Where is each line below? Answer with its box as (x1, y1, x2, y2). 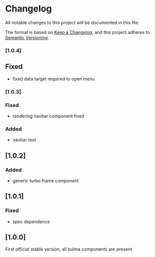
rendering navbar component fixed (12, 113, 84, 119)
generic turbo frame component (12, 177, 79, 183)
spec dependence (12, 218, 50, 224)
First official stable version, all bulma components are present (5, 246, 132, 252)
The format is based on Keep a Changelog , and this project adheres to (5, 29, 150, 35)
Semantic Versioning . (5, 34, 49, 40)
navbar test (12, 137, 36, 143)
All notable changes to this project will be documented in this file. (5, 19, 140, 25)
